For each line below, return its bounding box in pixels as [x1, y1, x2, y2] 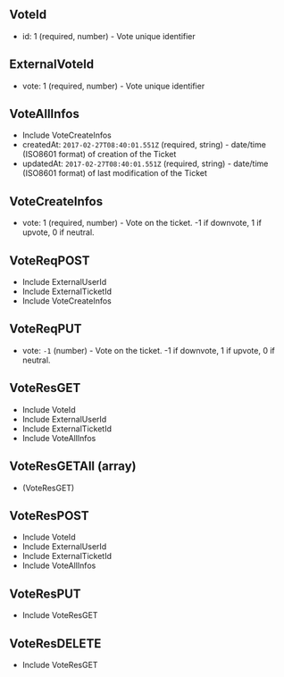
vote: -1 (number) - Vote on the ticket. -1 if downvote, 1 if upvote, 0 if [21, 345, 275, 355]
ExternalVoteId [9, 57, 95, 72]
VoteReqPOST [9, 253, 90, 268]
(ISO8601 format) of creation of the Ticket [21, 149, 177, 160]
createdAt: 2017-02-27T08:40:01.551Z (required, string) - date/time [21, 139, 266, 150]
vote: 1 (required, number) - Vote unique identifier [21, 80, 205, 91]
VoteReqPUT [9, 322, 82, 337]
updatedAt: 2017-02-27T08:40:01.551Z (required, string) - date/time [21, 158, 269, 169]
